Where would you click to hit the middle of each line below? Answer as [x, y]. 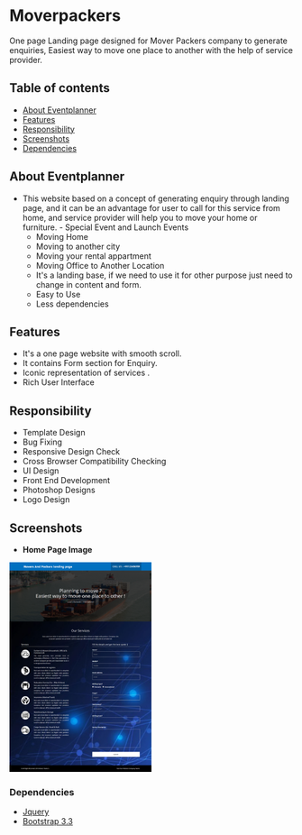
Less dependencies [73, 304]
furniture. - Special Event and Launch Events [105, 227]
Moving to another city [78, 246]
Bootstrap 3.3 [48, 821]
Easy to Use [58, 294]
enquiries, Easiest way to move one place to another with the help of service [151, 50]
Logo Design [46, 500]
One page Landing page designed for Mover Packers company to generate [149, 41]
